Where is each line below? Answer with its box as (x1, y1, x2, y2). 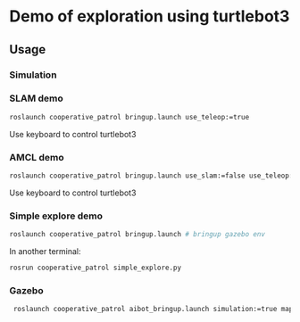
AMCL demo (9, 151, 64, 163)
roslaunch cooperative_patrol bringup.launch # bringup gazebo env (9, 230, 266, 239)
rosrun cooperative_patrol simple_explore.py (9, 263, 181, 273)
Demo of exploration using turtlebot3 (9, 6, 290, 27)
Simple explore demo (9, 210, 104, 222)
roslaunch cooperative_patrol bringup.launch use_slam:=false (9, 171, 246, 180)
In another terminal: (9, 246, 82, 257)
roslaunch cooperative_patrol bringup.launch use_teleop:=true (9, 112, 250, 121)
